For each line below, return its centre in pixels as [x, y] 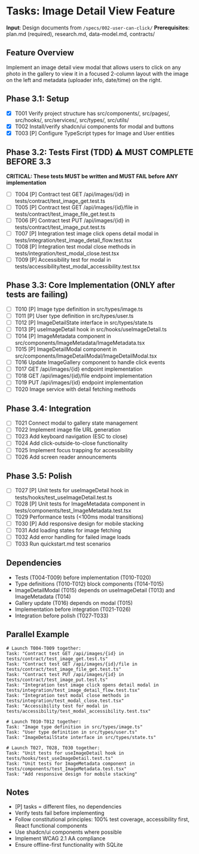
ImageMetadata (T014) [43, 596]
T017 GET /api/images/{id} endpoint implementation [79, 369]
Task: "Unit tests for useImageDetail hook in [65, 753]
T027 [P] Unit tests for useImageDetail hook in [72, 490]
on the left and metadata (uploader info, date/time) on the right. [84, 80]
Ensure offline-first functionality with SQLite [69, 845]
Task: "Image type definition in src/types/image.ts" [75, 727]
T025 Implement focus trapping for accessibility [74, 450]
